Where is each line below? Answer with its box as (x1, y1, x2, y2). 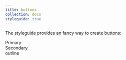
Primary (5, 40, 21, 46)
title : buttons (5, 7, 37, 12)
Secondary (5, 45, 28, 51)
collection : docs (5, 12, 41, 17)
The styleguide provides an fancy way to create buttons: (5, 30, 121, 36)
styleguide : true (5, 16, 41, 21)
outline (5, 50, 19, 56)
